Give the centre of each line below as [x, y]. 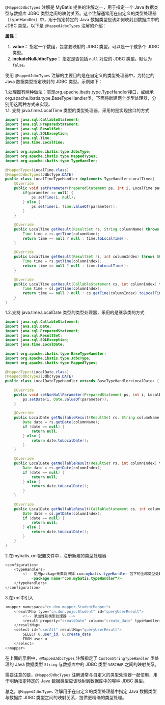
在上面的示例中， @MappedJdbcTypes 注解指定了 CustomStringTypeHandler [77, 658]
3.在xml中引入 [19, 597]
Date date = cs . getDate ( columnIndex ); [62, 513]
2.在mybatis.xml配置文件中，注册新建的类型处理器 [56, 555]
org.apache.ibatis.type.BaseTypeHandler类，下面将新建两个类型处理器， [79, 98]
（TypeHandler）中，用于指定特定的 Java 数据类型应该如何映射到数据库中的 [82, 19]
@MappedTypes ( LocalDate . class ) [37, 372]
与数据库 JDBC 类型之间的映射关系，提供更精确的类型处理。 [66, 697]
